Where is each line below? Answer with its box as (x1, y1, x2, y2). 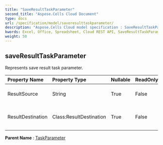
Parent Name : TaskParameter (5, 135, 65, 141)
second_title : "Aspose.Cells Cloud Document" (5, 12, 98, 16)
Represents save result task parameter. (5, 65, 83, 71)
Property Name (7, 76, 44, 83)
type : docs (5, 16, 27, 21)
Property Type (52, 76, 86, 83)
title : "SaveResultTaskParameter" (5, 7, 75, 12)
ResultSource (7, 90, 38, 97)
